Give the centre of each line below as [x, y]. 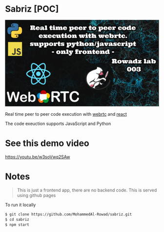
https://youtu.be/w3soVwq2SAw [38, 157]
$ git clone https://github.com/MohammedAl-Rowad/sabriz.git [69, 214]
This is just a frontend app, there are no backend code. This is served [87, 190]
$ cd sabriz [17, 219]
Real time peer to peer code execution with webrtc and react [66, 114]
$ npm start [17, 225]
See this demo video [47, 143]
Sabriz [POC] [32, 9]
